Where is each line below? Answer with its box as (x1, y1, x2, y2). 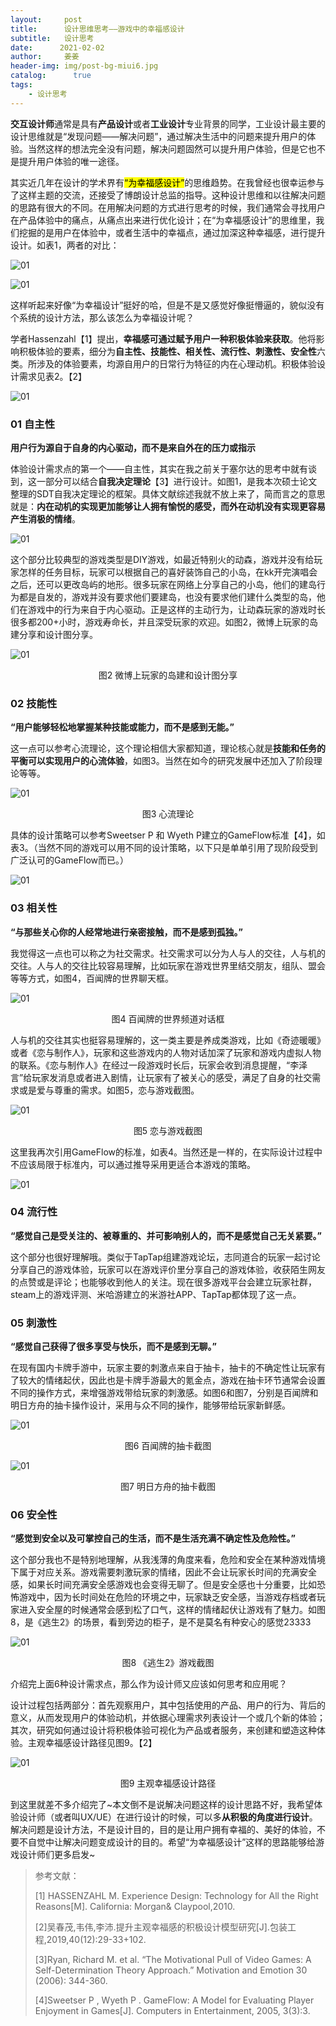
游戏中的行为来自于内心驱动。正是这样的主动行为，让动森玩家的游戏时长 (27, 603, 326, 615)
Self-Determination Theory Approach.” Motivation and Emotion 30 (34, 1964, 308, 1976)
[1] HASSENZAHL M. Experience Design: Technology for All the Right (34, 1890, 319, 1902)
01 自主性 (10, 417, 56, 431)
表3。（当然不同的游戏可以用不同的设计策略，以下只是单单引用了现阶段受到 (10, 842, 318, 854)
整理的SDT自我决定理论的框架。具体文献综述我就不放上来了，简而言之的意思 (10, 487, 326, 500)
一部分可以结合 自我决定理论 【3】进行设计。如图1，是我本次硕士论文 (36, 475, 318, 487)
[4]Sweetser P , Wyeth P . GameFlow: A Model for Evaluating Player (34, 1994, 315, 2006)
